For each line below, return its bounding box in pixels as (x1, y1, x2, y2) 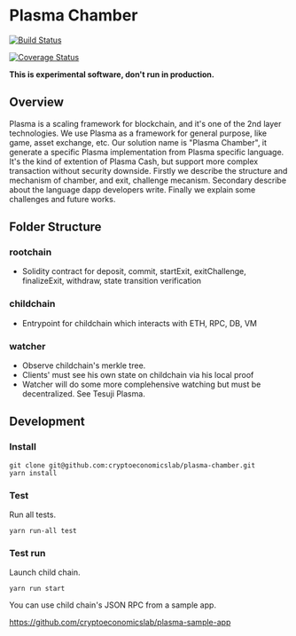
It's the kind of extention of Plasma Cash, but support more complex (9, 156, 259, 167)
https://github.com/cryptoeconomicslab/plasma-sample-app (9, 617, 231, 628)
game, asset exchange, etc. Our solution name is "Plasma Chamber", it (9, 137, 268, 147)
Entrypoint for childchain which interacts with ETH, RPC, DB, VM (21, 318, 257, 328)
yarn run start (9, 585, 66, 593)
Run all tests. (9, 509, 56, 520)
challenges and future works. (9, 193, 116, 204)
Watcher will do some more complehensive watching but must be (21, 379, 261, 390)
